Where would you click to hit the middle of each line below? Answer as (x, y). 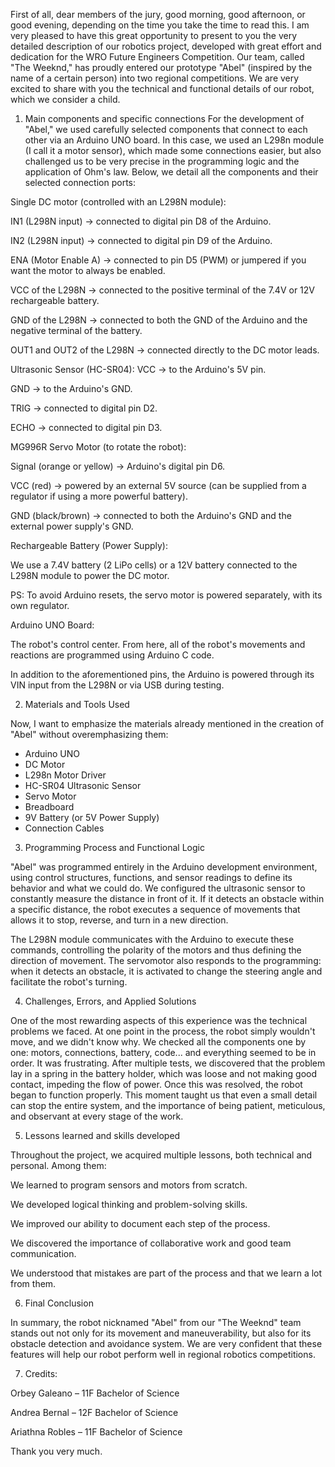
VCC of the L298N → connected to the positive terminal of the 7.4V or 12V (163, 290)
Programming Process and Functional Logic (114, 847)
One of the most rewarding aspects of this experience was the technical (159, 1020)
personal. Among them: (58, 1165)
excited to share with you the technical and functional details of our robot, (162, 88)
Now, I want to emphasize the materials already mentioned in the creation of (167, 723)
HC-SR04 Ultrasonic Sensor (83, 785)
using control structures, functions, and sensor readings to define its (151, 877)
